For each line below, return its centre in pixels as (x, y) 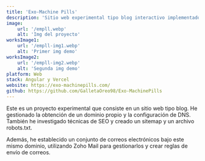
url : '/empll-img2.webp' (49, 63)
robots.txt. (19, 128)
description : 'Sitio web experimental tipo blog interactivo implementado (103, 18)
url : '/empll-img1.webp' (49, 46)
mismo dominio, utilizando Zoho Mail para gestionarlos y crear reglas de (97, 146)
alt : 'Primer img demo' (48, 52)
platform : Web (24, 74)
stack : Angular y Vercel (38, 80)
